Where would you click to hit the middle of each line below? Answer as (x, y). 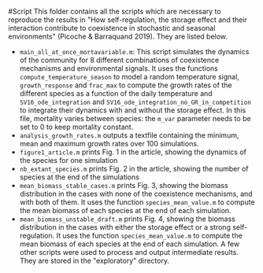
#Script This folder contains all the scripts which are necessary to (115, 11)
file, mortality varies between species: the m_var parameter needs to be (135, 118)
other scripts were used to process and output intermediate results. (129, 252)
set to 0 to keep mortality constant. (76, 127)
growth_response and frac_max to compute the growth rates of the (126, 85)
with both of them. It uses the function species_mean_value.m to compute (137, 202)
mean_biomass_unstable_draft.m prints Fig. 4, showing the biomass (128, 219)
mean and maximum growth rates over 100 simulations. (109, 144)
